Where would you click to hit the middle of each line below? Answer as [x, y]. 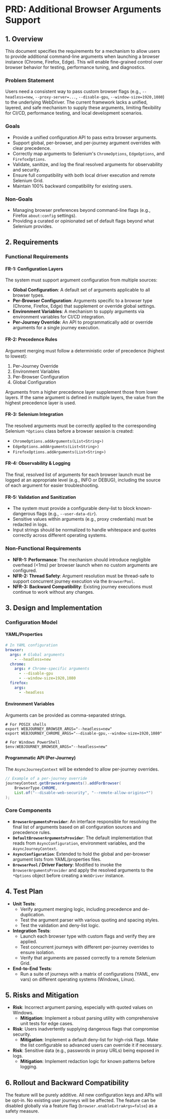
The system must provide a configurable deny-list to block [74, 508]
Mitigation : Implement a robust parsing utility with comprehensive [89, 1018]
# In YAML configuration [31, 645]
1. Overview [24, 39]
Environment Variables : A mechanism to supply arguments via [78, 311]
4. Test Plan [24, 892]
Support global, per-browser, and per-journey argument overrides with [87, 143]
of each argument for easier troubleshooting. [52, 486]
